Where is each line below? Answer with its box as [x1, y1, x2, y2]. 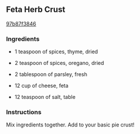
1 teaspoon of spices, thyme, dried [14, 48, 98, 55]
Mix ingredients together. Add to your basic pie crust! [6, 121, 135, 128]
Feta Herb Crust [6, 5, 66, 15]
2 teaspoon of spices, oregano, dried [14, 60, 104, 67]
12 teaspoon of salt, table [14, 94, 76, 101]
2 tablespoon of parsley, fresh [14, 71, 88, 78]
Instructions [6, 108, 42, 116]
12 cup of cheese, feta [14, 82, 69, 90]
